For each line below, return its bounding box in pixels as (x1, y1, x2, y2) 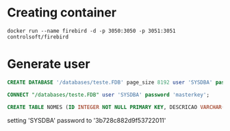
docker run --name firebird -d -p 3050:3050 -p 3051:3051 (7, 27, 176, 34)
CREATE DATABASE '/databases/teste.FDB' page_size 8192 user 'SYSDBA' (7, 79, 213, 86)
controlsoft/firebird (7, 33, 69, 40)
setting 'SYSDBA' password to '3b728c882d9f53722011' (7, 116, 166, 124)
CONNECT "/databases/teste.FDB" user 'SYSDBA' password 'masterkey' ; (7, 91, 210, 98)
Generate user (7, 56, 90, 72)
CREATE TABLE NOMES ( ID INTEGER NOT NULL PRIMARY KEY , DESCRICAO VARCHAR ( (7, 104, 225, 110)
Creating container (7, 5, 117, 21)
